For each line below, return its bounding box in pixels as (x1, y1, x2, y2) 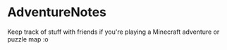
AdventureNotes (7, 4, 107, 20)
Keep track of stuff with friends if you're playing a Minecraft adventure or (7, 27, 220, 36)
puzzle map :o (7, 35, 49, 43)
